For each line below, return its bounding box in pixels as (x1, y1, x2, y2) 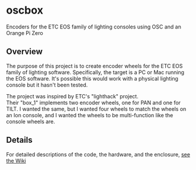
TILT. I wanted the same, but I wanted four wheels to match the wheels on (6, 105, 187, 113)
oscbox (6, 4, 43, 17)
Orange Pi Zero (6, 29, 43, 36)
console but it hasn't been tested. (6, 81, 88, 88)
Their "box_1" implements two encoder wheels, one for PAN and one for (6, 99, 181, 106)
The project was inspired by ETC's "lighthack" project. (6, 92, 139, 100)
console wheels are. (6, 118, 55, 125)
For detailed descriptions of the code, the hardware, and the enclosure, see (6, 150, 191, 158)
